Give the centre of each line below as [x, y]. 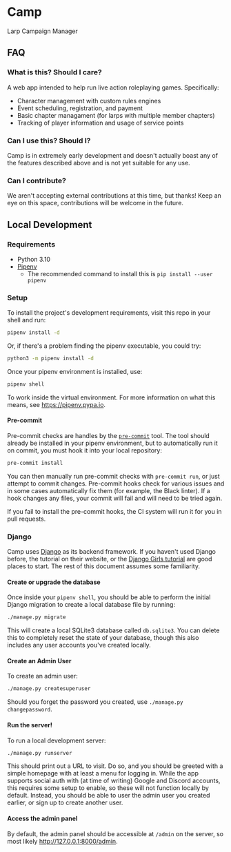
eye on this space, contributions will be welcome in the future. [96, 203]
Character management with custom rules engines [89, 101]
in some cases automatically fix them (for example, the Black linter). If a [109, 490]
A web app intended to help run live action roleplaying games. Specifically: [113, 87]
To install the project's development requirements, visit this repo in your [109, 313]
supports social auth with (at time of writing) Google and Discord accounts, [114, 781]
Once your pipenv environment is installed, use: [75, 371]
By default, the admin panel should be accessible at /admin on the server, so [115, 833]
